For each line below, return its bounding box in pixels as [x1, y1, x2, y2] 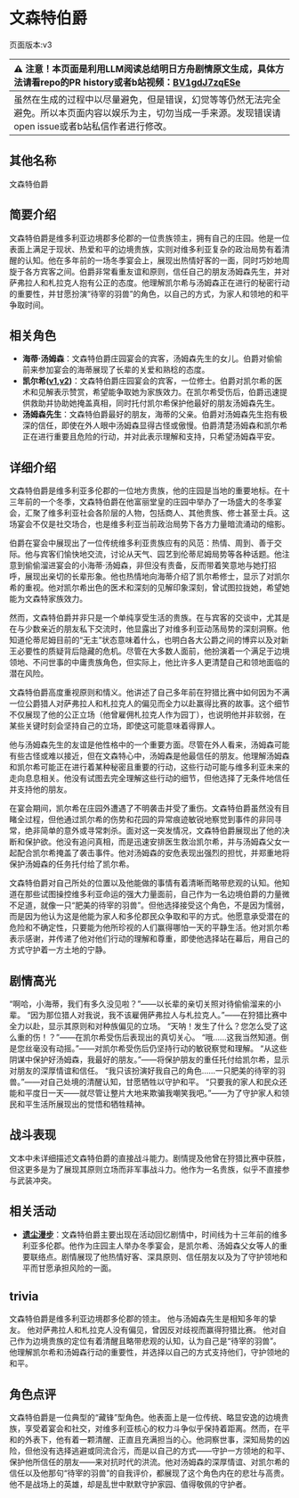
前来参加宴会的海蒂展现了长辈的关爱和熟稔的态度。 [21, 365, 210, 375]
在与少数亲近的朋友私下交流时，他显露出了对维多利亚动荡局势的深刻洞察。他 [9, 623, 290, 634]
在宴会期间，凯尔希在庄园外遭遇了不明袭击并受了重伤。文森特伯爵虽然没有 [9, 803, 282, 814]
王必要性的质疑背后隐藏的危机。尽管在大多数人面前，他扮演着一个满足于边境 [9, 646, 290, 656]
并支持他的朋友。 [9, 784, 72, 794]
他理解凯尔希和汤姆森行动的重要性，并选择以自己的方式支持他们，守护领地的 [9, 1347, 290, 1358]
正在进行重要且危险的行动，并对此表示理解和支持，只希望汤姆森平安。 [21, 432, 280, 442]
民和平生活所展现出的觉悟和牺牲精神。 [9, 1099, 149, 1109]
